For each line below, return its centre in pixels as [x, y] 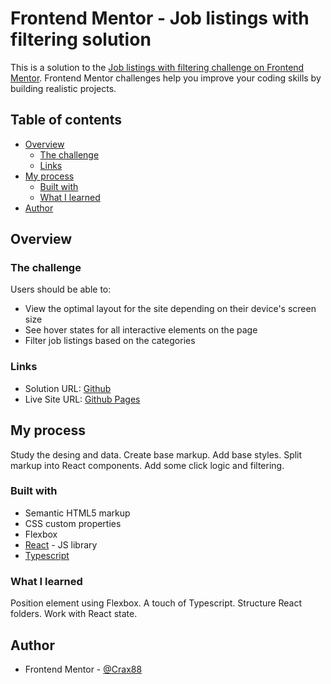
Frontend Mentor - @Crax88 [83, 669]
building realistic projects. [63, 88]
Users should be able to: [61, 289]
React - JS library [61, 544]
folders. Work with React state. [74, 614]
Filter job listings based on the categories [110, 341]
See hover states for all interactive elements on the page [141, 330]
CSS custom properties [73, 523]
